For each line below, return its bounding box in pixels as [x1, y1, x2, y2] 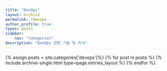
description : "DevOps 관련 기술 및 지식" [5, 41, 88, 46]
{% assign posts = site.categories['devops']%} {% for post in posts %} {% [5, 54, 162, 60]
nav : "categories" [14, 36, 54, 41]
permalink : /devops [5, 17, 47, 22]
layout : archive [5, 12, 40, 17]
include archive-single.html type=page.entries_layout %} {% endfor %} [5, 59, 156, 66]
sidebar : [5, 31, 24, 36]
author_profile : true [5, 21, 52, 27]
